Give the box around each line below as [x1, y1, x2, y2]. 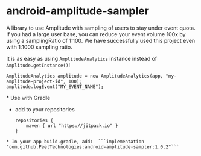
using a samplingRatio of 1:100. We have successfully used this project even [6, 37, 196, 44]
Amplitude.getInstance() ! [6, 61, 71, 69]
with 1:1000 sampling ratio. [6, 43, 72, 51]
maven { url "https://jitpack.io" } [26, 122, 118, 129]
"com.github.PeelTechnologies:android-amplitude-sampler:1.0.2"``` [6, 143, 180, 150]
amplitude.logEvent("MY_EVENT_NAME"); [6, 83, 104, 90]
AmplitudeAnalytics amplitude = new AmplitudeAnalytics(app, [6, 73, 164, 79]
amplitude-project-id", [6, 78, 66, 84]
